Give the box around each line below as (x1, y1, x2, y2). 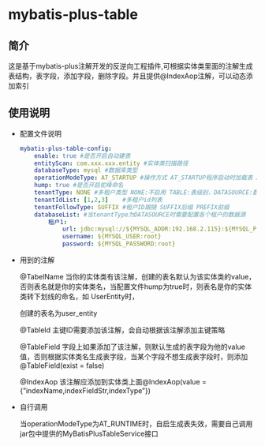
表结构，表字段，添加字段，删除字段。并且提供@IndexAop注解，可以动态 (8, 71, 247, 81)
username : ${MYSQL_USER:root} (62, 233, 162, 241)
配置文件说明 (19, 129, 62, 138)
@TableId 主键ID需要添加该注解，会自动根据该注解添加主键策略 (19, 325, 226, 335)
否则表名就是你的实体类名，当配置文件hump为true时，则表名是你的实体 (19, 282, 252, 291)
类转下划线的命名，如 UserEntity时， (19, 292, 140, 302)
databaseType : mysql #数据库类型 (34, 167, 138, 174)
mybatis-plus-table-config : (19, 144, 112, 152)
